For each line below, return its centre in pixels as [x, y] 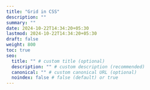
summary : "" [21, 22]
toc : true [18, 50]
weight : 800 [21, 45]
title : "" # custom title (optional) [58, 61]
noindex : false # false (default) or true [65, 78]
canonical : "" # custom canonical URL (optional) [74, 72]
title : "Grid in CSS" [33, 12]
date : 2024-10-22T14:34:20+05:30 [48, 28]
